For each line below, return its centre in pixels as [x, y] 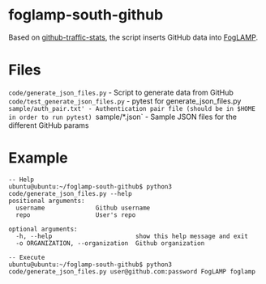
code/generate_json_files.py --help [70, 193]
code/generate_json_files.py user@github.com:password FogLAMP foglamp [132, 271]
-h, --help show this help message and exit [132, 236]
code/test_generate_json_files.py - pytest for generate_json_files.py [125, 101]
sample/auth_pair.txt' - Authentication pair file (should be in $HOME [132, 108]
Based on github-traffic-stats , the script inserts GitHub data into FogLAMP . [133, 37]
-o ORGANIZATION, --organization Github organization [110, 243]
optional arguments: [43, 229]
